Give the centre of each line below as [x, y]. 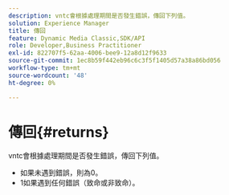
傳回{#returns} [59, 132]
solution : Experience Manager [59, 23]
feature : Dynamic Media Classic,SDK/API [77, 38]
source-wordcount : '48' [48, 75]
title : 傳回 [27, 30]
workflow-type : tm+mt [45, 68]
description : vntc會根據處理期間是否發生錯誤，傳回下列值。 [99, 16]
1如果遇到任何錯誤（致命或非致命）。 [80, 183]
